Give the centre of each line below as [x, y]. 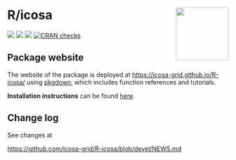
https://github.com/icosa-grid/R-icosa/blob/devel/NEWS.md [94, 149]
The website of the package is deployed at [69, 75]
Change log [33, 118]
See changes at [30, 135]
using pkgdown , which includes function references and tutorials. [122, 82]
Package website [46, 57]
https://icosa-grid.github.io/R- [176, 75]
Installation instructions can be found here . [71, 96]
